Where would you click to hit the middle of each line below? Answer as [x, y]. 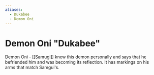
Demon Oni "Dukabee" [53, 43]
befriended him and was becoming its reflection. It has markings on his [77, 62]
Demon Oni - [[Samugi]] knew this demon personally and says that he [76, 57]
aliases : [14, 10]
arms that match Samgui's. [32, 68]
